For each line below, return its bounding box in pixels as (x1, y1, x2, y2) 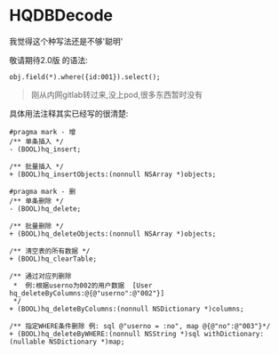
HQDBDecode (9, 5, 114, 26)
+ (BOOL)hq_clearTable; (9, 254, 98, 263)
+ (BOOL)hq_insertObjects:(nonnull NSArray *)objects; (9, 170, 217, 179)
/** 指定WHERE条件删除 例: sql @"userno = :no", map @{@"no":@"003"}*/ (9, 321, 271, 330)
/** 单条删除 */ (9, 197, 64, 206)
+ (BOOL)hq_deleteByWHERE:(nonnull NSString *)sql (9, 329, 201, 338)
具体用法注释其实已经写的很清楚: (9, 108, 129, 118)
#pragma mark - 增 (9, 127, 76, 136)
